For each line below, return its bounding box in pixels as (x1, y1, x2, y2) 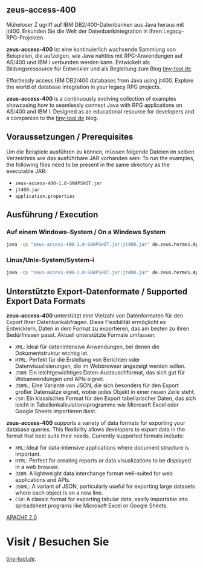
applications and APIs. (14, 476, 71, 484)
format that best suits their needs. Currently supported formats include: (6, 432, 184, 439)
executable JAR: (6, 167, 47, 175)
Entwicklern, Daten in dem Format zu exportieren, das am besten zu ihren (6, 325, 190, 333)
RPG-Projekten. (6, 33, 45, 41)
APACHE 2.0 (6, 514, 37, 521)
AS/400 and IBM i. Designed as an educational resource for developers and (6, 107, 195, 115)
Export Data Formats (6, 296, 86, 306)
